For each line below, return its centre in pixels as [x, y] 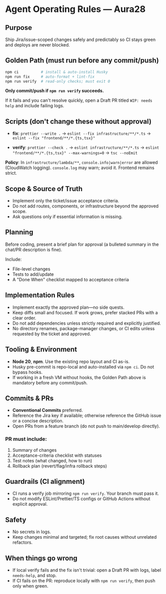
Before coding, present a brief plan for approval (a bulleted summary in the [82, 244]
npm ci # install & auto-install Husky [57, 72]
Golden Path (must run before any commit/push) [82, 61]
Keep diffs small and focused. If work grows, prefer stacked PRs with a [85, 312]
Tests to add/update [33, 274]
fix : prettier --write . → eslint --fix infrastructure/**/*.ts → [82, 134]
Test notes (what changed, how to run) [52, 460]
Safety [16, 520]
